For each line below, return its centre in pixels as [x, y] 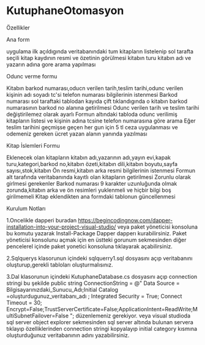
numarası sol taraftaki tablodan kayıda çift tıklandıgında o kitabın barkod [97, 101]
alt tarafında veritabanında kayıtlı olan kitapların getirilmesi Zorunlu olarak [99, 177]
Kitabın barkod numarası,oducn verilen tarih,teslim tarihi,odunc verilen [95, 88]
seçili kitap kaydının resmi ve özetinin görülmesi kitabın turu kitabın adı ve [99, 58]
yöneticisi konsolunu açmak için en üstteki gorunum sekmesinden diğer [96, 240]
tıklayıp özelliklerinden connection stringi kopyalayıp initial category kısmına [102, 328]
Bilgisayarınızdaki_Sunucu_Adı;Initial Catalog [62, 289]
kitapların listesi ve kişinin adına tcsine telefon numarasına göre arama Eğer [101, 121]
